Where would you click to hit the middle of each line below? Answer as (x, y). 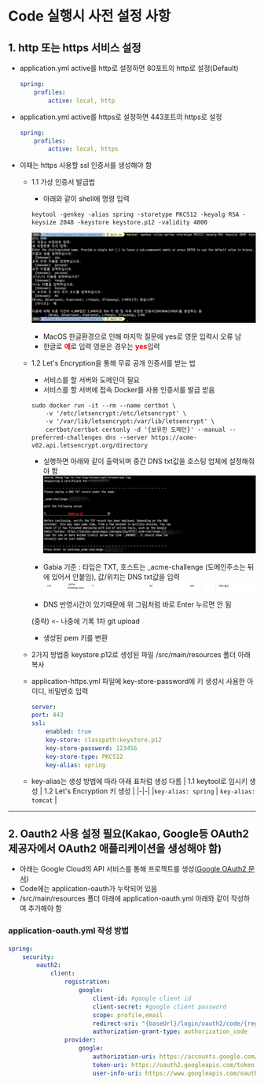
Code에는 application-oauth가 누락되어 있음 (88, 889)
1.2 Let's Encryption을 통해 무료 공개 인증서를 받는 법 (114, 362)
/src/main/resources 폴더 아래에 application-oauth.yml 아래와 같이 (124, 898)
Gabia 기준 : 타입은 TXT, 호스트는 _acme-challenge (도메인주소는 (144, 567)
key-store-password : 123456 (92, 748)
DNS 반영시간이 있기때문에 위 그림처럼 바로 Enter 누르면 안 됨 (137, 604)
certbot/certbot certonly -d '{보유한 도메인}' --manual (136, 429)
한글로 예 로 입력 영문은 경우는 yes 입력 (101, 346)
